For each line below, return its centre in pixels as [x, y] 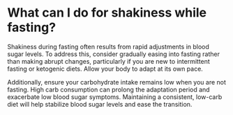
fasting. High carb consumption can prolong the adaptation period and [109, 89]
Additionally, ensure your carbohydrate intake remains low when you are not [117, 82]
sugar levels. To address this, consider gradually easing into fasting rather [113, 54]
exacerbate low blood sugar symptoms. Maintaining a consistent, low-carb [115, 97]
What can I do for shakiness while [107, 13]
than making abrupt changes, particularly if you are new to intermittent [109, 61]
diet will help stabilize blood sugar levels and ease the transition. [100, 104]
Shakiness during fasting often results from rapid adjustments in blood [108, 46]
